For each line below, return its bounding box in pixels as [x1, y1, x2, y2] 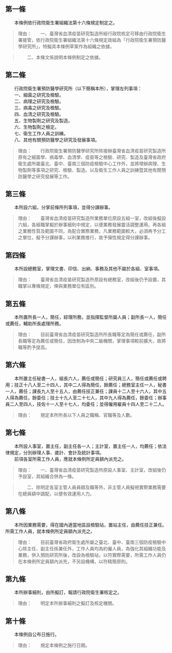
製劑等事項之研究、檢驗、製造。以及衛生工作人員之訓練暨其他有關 [22, 166, 162, 173]
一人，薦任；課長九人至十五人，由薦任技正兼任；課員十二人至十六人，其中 [5, 388, 162, 394]
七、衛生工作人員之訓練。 [14, 130, 68, 136]
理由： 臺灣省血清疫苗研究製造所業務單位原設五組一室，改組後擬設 [17, 215, 166, 221]
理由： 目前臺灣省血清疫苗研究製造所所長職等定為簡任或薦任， [17, 331, 157, 338]
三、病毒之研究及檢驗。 [14, 104, 64, 110]
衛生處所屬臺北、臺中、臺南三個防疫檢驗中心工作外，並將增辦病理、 [17, 160, 162, 166]
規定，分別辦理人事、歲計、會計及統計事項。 [9, 449, 104, 456]
